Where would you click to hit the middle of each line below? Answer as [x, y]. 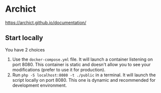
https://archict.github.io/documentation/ [46, 23]
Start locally [24, 38]
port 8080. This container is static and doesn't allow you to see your [81, 64]
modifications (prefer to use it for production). [59, 70]
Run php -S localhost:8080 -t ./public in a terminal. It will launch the [84, 75]
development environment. [40, 85]
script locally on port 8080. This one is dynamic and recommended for [84, 80]
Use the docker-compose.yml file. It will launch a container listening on [82, 59]
